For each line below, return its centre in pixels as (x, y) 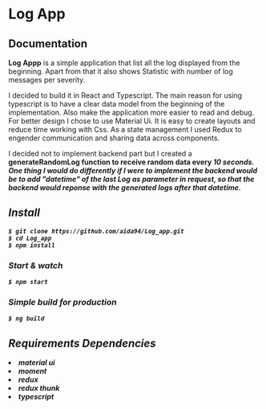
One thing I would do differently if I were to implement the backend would (133, 170)
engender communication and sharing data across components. (114, 138)
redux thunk (39, 388)
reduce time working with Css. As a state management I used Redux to (125, 130)
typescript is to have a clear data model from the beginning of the (117, 104)
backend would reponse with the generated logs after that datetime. (125, 188)
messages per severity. (47, 80)
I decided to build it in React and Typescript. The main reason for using (125, 95)
